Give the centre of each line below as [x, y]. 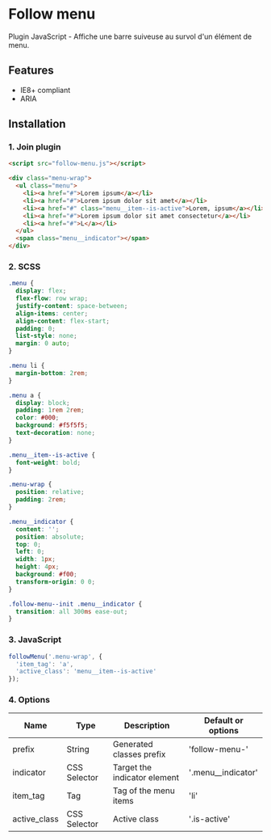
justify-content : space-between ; [72, 306]
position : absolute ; [50, 537]
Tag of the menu [144, 791]
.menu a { [25, 395]
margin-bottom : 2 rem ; [52, 373]
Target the [132, 767]
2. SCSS [25, 266]
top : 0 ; [29, 544]
